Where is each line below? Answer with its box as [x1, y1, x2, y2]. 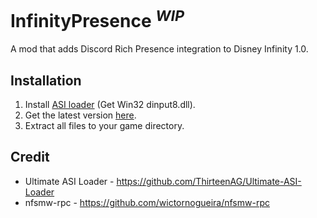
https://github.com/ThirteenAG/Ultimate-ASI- [116, 175, 302, 187]
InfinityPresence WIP [10, 6, 185, 33]
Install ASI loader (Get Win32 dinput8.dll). [24, 99, 196, 111]
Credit [10, 149, 50, 166]
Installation [10, 72, 82, 89]
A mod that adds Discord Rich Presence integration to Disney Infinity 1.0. [10, 43, 309, 55]
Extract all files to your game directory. [24, 120, 185, 132]
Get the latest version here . [24, 109, 137, 121]
